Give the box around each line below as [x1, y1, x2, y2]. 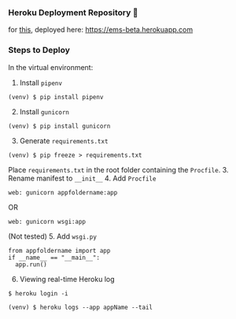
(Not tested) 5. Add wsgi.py [8, 232, 97, 241]
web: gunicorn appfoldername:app [8, 188, 118, 196]
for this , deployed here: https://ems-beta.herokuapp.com [8, 25, 194, 35]
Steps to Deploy [8, 45, 71, 56]
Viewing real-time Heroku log [19, 274, 116, 284]
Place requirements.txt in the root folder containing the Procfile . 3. [8, 165, 229, 174]
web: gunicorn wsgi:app [8, 217, 87, 225]
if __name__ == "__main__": [8, 254, 101, 262]
